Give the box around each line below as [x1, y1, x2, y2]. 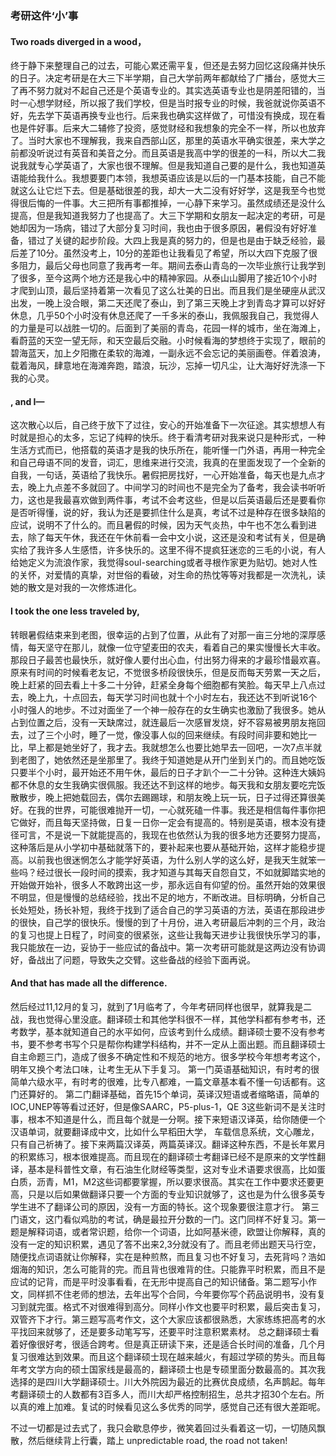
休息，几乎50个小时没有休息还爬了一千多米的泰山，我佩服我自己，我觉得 [10, 310, 311, 322]
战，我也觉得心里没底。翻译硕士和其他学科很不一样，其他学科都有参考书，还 [10, 1013, 326, 1025]
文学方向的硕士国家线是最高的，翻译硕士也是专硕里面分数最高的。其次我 [27, 1363, 326, 1375]
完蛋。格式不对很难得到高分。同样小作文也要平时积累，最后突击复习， [36, 1300, 326, 1312]
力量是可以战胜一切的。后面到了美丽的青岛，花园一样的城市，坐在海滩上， [18, 322, 326, 334]
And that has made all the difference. [10, 977, 168, 989]
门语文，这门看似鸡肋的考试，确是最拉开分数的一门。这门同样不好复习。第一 [10, 1213, 326, 1225]
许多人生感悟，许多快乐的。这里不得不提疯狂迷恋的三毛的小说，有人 [44, 544, 326, 556]
